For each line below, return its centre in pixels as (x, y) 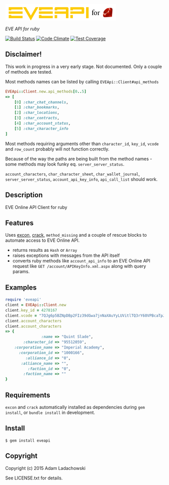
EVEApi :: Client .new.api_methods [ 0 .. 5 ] (46, 91)
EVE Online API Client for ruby (36, 207)
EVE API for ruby (22, 29)
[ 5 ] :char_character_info (41, 128)
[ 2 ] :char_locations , (37, 113)
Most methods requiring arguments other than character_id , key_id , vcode (82, 144)
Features (19, 223)
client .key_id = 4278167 (31, 310)
